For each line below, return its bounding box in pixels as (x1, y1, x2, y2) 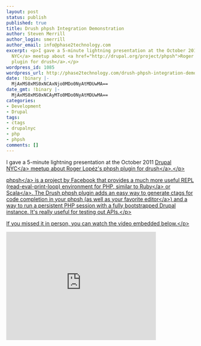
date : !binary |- (6, 75, 50, 81)
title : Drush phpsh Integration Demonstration (6, 25, 124, 32)
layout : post (6, 8, 39, 15)
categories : (6, 97, 36, 103)
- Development (6, 103, 42, 109)
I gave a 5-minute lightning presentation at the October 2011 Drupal (6, 158, 172, 166)
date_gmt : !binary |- (6, 87, 60, 93)
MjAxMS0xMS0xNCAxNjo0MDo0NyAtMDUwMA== (11, 81, 109, 87)
